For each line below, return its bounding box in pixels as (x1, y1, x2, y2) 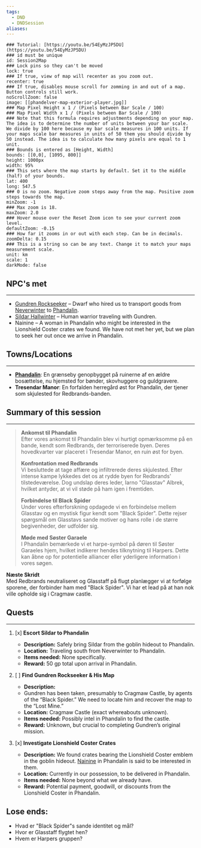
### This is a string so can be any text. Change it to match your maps (6, 241, 191, 248)
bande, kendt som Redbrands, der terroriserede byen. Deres (20, 441, 170, 449)
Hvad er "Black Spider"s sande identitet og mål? (14, 822, 134, 829)
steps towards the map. (6, 194, 66, 200)
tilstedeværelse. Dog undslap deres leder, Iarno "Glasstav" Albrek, (20, 479, 184, 486)
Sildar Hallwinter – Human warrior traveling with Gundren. (14, 313, 157, 320)
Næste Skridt (6, 571, 40, 578)
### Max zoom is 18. (6, 205, 58, 211)
